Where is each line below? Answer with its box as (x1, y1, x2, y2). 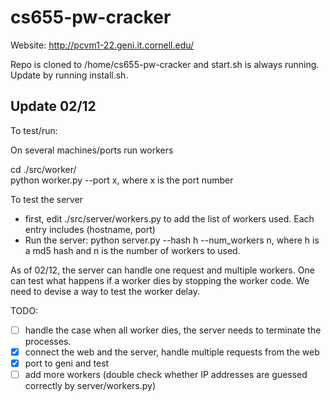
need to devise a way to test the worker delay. (10, 285, 200, 297)
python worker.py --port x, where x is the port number (10, 174, 234, 186)
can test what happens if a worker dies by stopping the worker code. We (10, 274, 310, 286)
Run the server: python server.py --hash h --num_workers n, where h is (24, 234, 320, 246)
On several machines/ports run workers (10, 144, 174, 156)
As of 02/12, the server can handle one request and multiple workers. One (10, 264, 315, 276)
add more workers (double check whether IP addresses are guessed (24, 368, 308, 380)
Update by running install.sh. (10, 69, 129, 81)
